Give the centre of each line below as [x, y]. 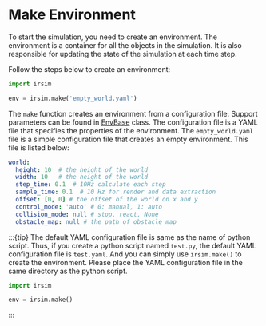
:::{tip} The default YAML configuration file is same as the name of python [129, 237]
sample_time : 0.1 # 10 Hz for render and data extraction [116, 192]
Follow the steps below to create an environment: [89, 69]
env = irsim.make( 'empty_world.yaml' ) [73, 98]
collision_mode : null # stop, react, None [87, 214]
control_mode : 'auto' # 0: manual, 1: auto [89, 207]
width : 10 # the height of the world [82, 177]
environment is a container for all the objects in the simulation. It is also [125, 45]
